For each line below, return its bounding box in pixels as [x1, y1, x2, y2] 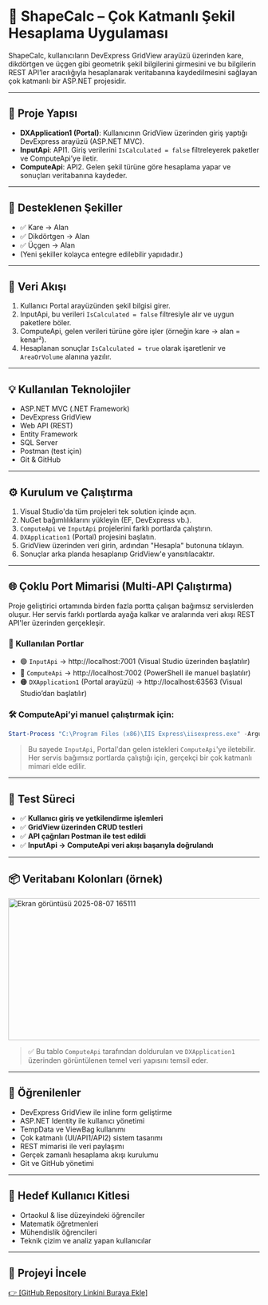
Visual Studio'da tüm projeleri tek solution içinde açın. [19, 507, 197, 516]
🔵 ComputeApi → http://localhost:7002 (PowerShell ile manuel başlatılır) [19, 668, 251, 678]
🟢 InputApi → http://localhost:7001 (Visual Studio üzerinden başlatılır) [19, 657, 250, 666]
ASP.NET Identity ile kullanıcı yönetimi [19, 1116, 145, 1125]
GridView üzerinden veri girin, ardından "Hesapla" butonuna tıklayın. [19, 541, 245, 550]
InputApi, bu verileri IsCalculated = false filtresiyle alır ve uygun [19, 309, 235, 319]
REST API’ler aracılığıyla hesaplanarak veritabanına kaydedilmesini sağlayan [8, 67, 258, 77]
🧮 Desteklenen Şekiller [8, 201, 123, 215]
